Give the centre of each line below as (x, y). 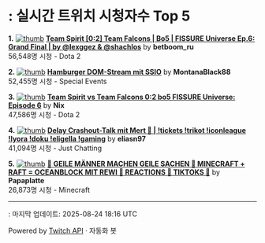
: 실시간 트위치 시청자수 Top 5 (99, 16)
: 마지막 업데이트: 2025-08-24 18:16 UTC (73, 214)
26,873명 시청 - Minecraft (49, 190)
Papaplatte (26, 180)
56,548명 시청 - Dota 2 (45, 56)
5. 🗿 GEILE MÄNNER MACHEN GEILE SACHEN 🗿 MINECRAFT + (127, 164)
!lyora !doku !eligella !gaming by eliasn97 (77, 138)
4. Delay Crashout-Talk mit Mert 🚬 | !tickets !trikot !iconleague (127, 130)
